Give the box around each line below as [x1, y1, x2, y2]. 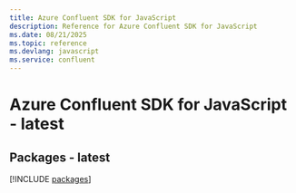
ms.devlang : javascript [9, 47, 100, 56]
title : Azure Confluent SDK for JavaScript [9, 13, 177, 23]
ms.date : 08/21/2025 [9, 30, 88, 39]
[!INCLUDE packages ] [9, 174, 92, 184]
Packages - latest [9, 150, 111, 165]
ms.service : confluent [9, 55, 95, 64]
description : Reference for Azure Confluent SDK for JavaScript [9, 22, 258, 31]
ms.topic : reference [9, 38, 88, 48]
